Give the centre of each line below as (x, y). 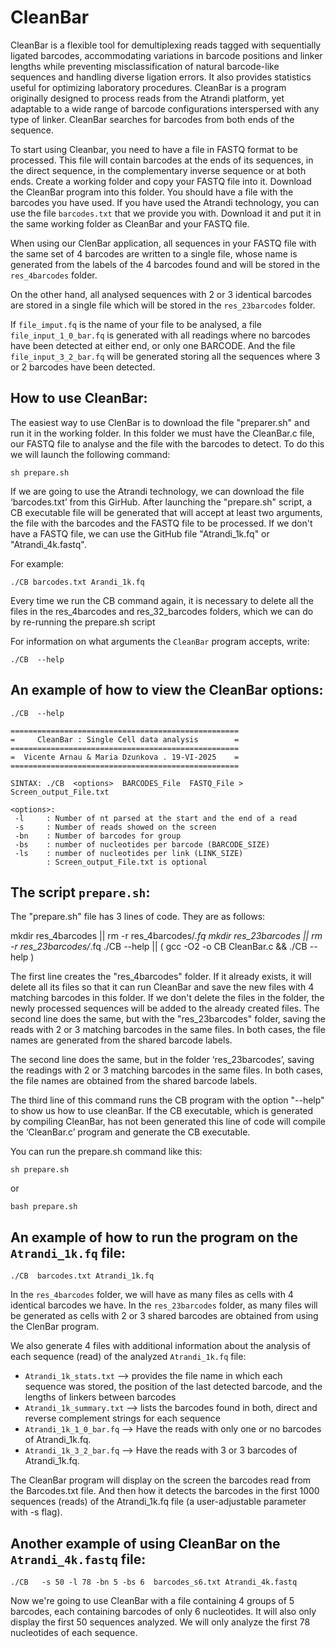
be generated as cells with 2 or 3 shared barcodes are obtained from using (164, 1316)
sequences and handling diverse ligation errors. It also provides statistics (161, 77)
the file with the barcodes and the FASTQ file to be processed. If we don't (161, 523)
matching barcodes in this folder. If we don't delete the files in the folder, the (167, 998)
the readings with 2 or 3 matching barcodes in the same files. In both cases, (167, 1070)
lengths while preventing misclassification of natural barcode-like (145, 66)
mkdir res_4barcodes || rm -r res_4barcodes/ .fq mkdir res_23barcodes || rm (166, 936)
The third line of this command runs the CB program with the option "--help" (167, 1100)
